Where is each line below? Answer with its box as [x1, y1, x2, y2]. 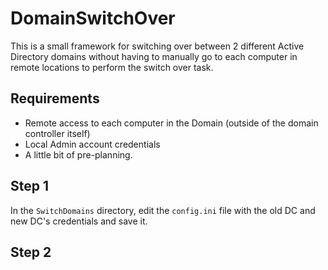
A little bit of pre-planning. [24, 148, 133, 161]
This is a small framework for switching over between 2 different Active [10, 40, 305, 52]
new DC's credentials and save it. [10, 215, 148, 227]
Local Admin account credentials [24, 138, 161, 150]
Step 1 [10, 178, 50, 195]
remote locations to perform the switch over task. [10, 61, 214, 73]
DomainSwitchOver [10, 7, 176, 30]
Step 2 [10, 243, 52, 261]
